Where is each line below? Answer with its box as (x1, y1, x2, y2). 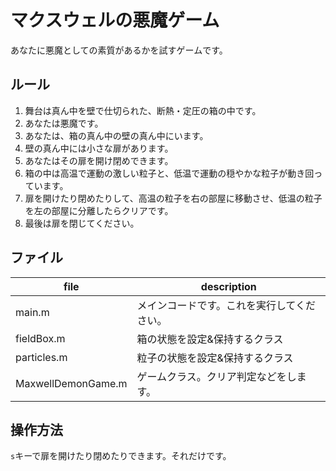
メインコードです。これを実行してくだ (136, 298, 317, 312)
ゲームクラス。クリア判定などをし (136, 369, 297, 383)
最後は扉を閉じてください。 (24, 217, 140, 229)
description (200, 279, 257, 293)
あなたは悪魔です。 (24, 117, 104, 129)
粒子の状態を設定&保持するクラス (136, 351, 294, 365)
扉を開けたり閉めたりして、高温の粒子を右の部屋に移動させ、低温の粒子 (24, 192, 323, 204)
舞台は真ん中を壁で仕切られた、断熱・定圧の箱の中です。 (24, 104, 262, 116)
